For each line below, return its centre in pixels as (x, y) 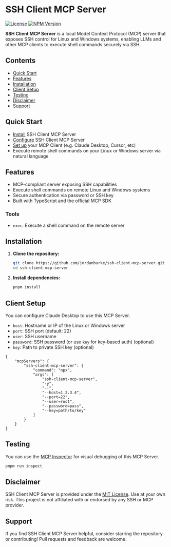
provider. (15, 505)
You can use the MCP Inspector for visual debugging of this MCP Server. (82, 456)
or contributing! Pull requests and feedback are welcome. (66, 539)
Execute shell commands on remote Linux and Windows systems (81, 190)
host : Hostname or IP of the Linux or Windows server (69, 325)
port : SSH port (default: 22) (42, 331)
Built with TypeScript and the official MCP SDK (62, 201)
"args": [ (43, 375)
